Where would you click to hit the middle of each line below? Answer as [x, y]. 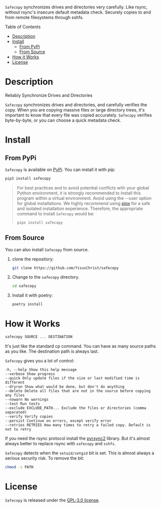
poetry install [27, 304]
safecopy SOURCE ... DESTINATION [39, 337]
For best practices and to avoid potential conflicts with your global [83, 188]
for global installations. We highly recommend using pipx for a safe [83, 203]
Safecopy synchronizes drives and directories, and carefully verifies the [76, 105]
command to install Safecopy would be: [56, 213]
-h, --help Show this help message [41, 370]
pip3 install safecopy [28, 178]
